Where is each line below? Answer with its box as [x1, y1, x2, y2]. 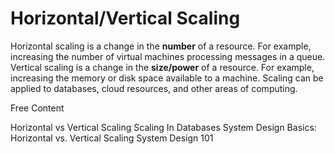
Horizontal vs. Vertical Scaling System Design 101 [10, 132, 214, 144]
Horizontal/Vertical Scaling [10, 7, 241, 30]
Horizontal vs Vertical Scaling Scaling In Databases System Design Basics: [10, 121, 317, 133]
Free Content [10, 102, 65, 114]
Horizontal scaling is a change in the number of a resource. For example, [10, 40, 312, 52]
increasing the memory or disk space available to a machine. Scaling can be [10, 72, 324, 84]
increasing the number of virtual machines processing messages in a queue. [10, 50, 326, 62]
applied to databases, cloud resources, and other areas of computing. [10, 82, 298, 94]
